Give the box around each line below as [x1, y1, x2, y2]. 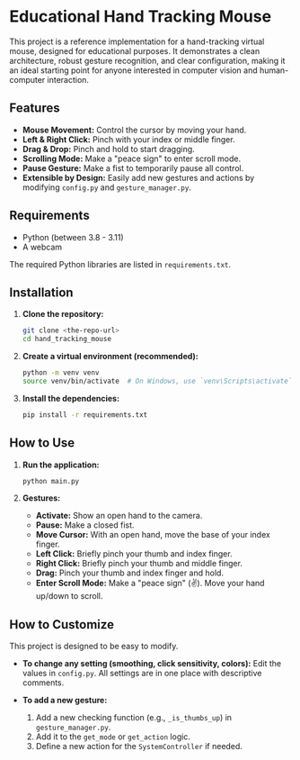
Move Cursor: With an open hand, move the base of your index [35, 529, 271, 540]
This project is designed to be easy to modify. [9, 641, 179, 652]
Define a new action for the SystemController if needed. [35, 741, 243, 752]
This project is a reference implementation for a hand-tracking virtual [9, 36, 265, 47]
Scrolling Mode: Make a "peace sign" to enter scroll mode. [22, 153, 242, 164]
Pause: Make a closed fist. [35, 520, 135, 530]
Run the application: [22, 459, 101, 470]
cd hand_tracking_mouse [22, 335, 112, 344]
